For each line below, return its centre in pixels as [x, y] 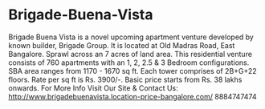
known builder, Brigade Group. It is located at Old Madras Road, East [122, 45]
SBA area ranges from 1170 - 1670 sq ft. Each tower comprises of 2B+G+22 [132, 71]
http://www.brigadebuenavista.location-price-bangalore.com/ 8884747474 [132, 96]
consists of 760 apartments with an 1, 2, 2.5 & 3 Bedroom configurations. [129, 63]
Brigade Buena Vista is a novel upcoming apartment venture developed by [131, 37]
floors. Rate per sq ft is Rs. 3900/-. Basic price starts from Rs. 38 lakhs [125, 79]
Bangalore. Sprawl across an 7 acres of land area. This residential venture [130, 54]
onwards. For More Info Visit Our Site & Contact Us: [93, 88]
